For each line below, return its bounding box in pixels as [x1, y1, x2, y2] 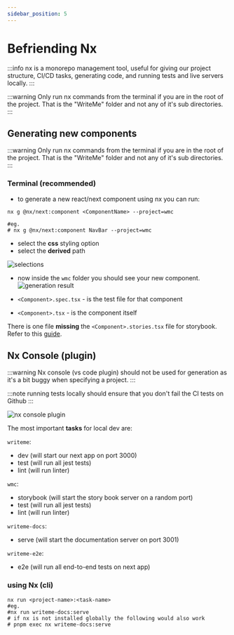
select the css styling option [17, 239, 99, 247]
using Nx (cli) [7, 580, 54, 590]
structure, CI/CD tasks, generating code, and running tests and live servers [7, 71, 224, 79]
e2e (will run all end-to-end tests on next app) [17, 563, 151, 571]
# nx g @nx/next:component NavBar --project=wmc [7, 226, 152, 234]
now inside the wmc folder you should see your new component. [17, 273, 200, 282]
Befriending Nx [7, 40, 97, 56]
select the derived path [17, 247, 85, 255]
